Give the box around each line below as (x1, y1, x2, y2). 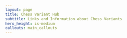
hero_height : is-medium (5, 21, 55, 26)
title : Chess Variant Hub (5, 12, 59, 17)
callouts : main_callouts (5, 26, 57, 31)
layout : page (5, 7, 33, 12)
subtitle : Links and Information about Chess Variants (5, 16, 122, 21)
